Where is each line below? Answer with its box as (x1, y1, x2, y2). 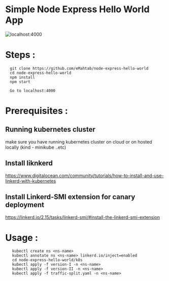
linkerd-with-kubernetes (5, 178, 56, 184)
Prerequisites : (5, 105, 69, 117)
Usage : (5, 232, 38, 243)
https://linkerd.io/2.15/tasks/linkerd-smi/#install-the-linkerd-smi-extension (5, 214, 160, 220)
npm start (10, 79, 30, 85)
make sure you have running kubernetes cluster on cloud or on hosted (5, 138, 152, 145)
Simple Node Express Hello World (5, 4, 150, 15)
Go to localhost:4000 (10, 88, 56, 93)
